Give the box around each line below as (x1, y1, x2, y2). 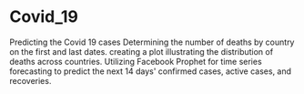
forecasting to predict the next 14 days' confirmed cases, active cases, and (9, 66, 292, 77)
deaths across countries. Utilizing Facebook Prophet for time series (9, 56, 262, 67)
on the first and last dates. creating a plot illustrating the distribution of (9, 46, 274, 57)
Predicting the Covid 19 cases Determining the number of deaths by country (9, 37, 295, 47)
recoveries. (9, 75, 52, 86)
